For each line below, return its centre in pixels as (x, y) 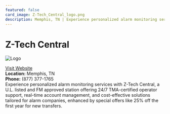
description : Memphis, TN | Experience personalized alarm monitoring (81, 19)
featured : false (22, 10)
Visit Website (19, 68)
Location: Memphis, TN (30, 73)
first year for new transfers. (34, 106)
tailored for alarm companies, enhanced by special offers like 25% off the (82, 101)
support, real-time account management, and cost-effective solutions (78, 95)
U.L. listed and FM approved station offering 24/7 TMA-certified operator (81, 90)
